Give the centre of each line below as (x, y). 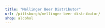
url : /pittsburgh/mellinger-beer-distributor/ (53, 14)
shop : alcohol (19, 18)
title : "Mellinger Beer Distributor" (43, 9)
